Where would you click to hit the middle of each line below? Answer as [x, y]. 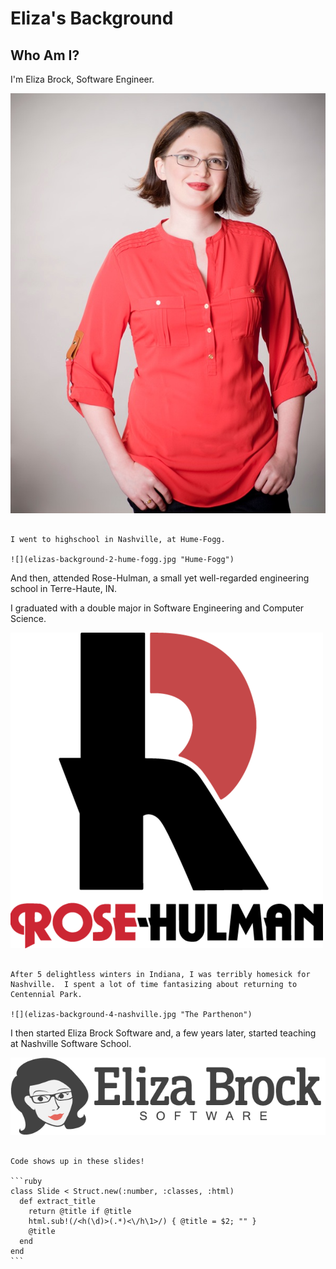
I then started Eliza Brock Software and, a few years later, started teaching [163, 1033]
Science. [28, 618]
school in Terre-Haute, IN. [64, 588]
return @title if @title [80, 1212]
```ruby [26, 1182]
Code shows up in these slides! [77, 1162]
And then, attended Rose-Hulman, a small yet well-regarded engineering [160, 578]
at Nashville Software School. [71, 1043]
